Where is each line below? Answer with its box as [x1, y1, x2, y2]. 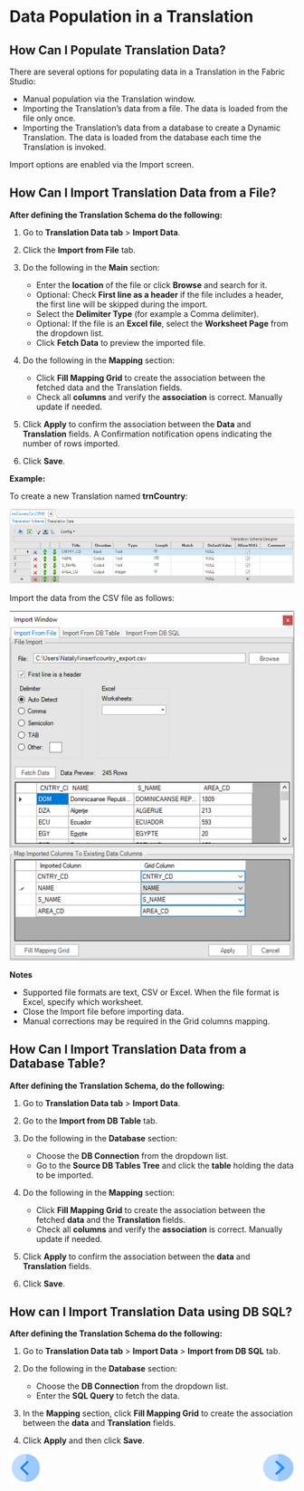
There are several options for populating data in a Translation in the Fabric [9, 66, 286, 77]
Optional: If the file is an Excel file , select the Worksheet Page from [35, 318, 289, 329]
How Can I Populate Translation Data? [9, 43, 226, 58]
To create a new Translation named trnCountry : [9, 491, 188, 502]
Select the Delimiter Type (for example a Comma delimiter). [35, 308, 260, 319]
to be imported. [35, 1170, 94, 1180]
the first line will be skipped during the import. [35, 299, 208, 310]
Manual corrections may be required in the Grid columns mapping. [22, 1016, 271, 1027]
